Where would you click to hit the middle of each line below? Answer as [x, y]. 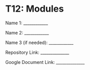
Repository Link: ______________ [37, 52]
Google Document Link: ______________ [45, 62]
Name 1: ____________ [27, 23]
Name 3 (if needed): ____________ [39, 42]
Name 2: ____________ [27, 32]
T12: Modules [35, 9]
